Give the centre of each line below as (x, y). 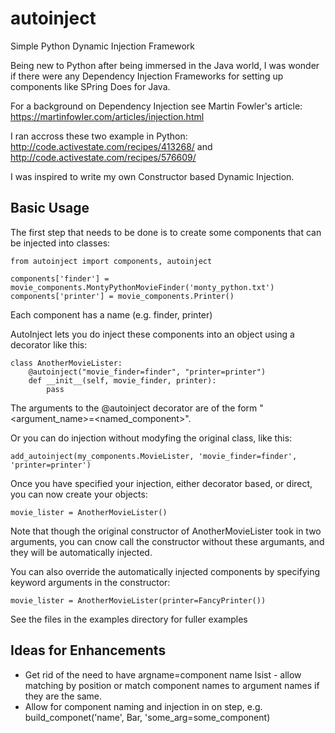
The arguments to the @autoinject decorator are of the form (134, 408)
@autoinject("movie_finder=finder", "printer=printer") (147, 372)
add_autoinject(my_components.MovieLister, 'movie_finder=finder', (154, 456)
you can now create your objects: (79, 494)
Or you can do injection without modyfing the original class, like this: (151, 438)
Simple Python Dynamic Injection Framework (102, 46)
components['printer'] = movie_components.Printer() (122, 296)
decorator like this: (49, 344)
